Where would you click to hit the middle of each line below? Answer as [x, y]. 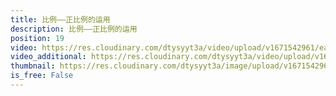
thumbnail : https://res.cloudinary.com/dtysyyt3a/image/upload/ [147, 66]
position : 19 [37, 38]
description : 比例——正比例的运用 [74, 29]
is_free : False [42, 76]
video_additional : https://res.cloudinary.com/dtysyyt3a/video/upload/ [162, 57]
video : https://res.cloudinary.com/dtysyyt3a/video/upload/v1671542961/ [165, 47]
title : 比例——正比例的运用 [60, 19]
